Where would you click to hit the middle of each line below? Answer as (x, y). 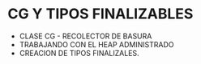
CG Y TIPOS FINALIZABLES (100, 14)
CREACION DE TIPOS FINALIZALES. (79, 53)
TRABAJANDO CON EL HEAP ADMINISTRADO (96, 44)
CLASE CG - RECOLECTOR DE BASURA (86, 36)
